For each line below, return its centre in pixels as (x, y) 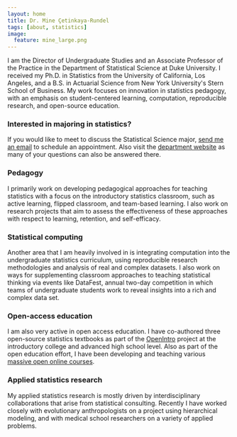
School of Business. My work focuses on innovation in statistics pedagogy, (117, 91)
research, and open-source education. (64, 106)
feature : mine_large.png (50, 40)
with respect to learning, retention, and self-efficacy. (84, 218)
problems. (22, 426)
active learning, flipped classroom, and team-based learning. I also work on (118, 204)
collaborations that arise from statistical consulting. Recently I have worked (117, 403)
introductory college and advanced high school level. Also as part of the (113, 347)
